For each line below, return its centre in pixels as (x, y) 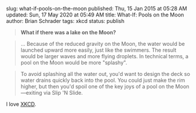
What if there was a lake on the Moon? (68, 32)
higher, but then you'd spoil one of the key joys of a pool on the (97, 87)
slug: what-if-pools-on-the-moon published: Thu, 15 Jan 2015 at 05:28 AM (97, 9)
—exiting (31, 93)
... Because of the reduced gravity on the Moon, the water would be (103, 44)
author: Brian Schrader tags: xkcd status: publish (65, 21)
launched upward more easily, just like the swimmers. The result (98, 50)
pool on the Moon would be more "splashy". (74, 62)
